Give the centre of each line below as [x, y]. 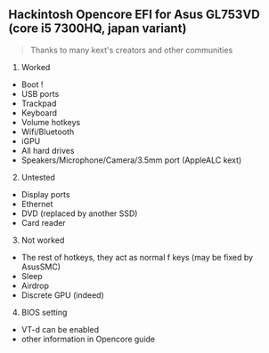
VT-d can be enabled [60, 329]
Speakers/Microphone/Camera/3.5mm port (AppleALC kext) [131, 160]
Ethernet [37, 204]
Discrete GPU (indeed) [62, 295]
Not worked [43, 240]
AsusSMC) [41, 267]
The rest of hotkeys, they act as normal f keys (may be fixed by [137, 257]
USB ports [40, 93]
